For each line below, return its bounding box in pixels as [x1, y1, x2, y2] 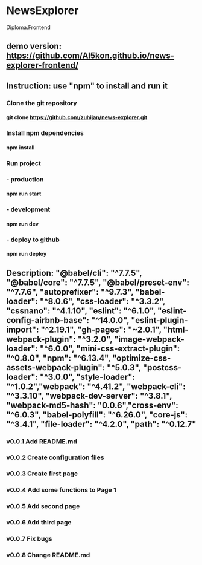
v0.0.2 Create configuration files [6, 453, 104, 462]
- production [6, 175, 44, 183]
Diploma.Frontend [6, 24, 51, 31]
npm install [6, 143, 35, 151]
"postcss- [142, 362, 182, 373]
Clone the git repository [6, 99, 77, 107]
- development [6, 205, 51, 214]
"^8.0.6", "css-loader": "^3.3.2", [39, 296, 166, 306]
